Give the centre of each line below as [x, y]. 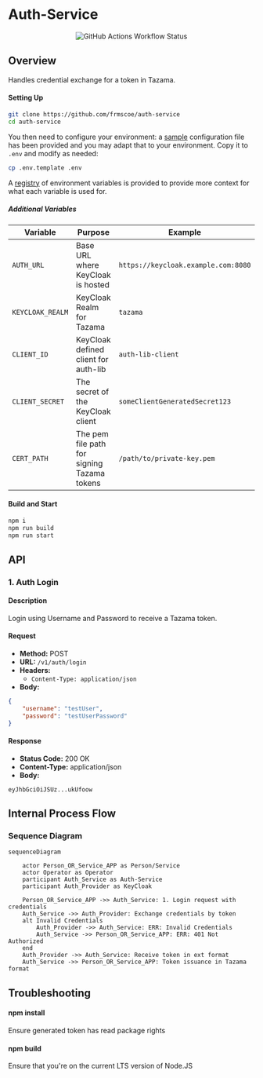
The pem [92, 433]
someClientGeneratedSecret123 [175, 401]
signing [89, 463]
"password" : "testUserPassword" [75, 716]
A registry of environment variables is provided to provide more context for [129, 183]
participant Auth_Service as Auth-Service [92, 880]
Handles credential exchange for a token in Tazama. [92, 79]
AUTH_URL [28, 265]
